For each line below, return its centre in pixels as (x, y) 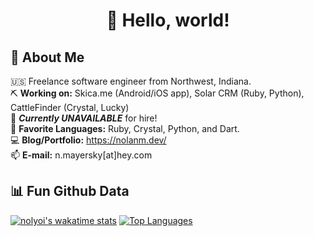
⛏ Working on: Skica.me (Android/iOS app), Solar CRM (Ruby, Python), (157, 93)
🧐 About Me (47, 57)
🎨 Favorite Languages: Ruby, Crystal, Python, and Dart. (125, 128)
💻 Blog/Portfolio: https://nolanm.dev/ (88, 140)
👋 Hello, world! (168, 20)
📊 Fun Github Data (70, 191)
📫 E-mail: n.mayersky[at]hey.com (81, 155)
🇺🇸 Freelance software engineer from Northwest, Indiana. (131, 81)
